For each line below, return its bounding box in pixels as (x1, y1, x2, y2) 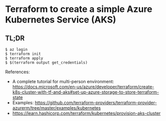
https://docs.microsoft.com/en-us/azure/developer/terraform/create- (12, 84, 155, 90)
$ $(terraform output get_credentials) (5, 60, 88, 65)
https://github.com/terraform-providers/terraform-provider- (34, 100, 157, 106)
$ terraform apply (5, 56, 43, 61)
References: (5, 69, 30, 75)
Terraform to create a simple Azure (5, 3, 153, 15)
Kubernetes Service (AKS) (5, 14, 116, 25)
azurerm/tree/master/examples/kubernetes (12, 105, 101, 111)
